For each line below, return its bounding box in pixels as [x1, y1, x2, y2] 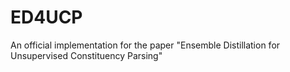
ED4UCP [10, 6, 83, 29]
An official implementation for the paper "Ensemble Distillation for [10, 39, 281, 51]
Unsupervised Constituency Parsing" [10, 49, 163, 61]
